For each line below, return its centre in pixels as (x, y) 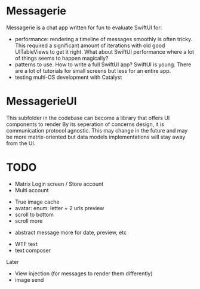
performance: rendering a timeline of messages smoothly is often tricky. (104, 39)
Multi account (32, 190)
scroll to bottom (34, 214)
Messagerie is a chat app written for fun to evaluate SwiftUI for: (84, 27)
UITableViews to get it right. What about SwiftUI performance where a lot (104, 51)
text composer (33, 250)
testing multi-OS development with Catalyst (68, 77)
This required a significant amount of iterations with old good (90, 45)
